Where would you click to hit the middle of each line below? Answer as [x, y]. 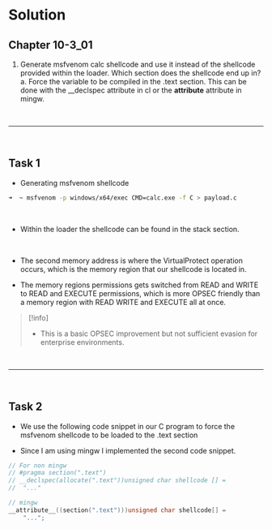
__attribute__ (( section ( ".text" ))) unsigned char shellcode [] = [117, 510]
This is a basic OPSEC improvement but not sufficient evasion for [149, 333]
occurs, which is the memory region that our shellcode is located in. [133, 269]
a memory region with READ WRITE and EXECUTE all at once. [123, 302]
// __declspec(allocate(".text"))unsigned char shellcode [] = [117, 480]
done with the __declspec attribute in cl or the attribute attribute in [131, 90]
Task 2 [25, 407]
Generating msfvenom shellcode [74, 183]
